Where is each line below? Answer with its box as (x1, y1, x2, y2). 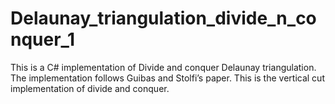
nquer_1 (10, 28, 75, 51)
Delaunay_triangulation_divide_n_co (10, 7, 317, 30)
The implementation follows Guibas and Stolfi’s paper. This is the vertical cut (10, 72, 325, 84)
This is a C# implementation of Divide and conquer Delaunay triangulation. (10, 61, 317, 73)
